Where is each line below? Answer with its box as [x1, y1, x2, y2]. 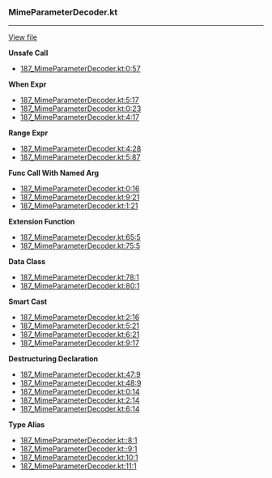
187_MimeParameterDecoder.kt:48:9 [19, 378, 142, 388]
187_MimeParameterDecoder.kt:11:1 [19, 461, 137, 472]
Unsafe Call [8, 48, 49, 58]
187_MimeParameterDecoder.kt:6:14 [19, 404, 140, 414]
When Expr [8, 79, 47, 89]
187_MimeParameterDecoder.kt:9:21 [19, 193, 140, 203]
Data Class [8, 257, 46, 267]
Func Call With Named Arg [8, 169, 100, 178]
